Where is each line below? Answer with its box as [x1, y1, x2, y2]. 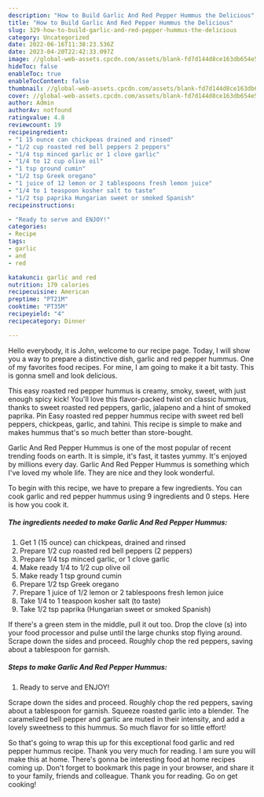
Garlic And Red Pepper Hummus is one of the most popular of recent [8, 443, 232, 452]
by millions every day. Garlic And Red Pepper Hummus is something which [8, 459, 250, 469]
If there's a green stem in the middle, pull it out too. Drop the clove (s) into [8, 620, 247, 629]
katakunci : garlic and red [8, 273, 97, 281]
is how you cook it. [8, 499, 69, 509]
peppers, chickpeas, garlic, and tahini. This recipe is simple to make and [8, 419, 242, 429]
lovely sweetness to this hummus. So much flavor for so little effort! [8, 722, 226, 732]
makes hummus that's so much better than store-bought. [8, 427, 193, 437]
